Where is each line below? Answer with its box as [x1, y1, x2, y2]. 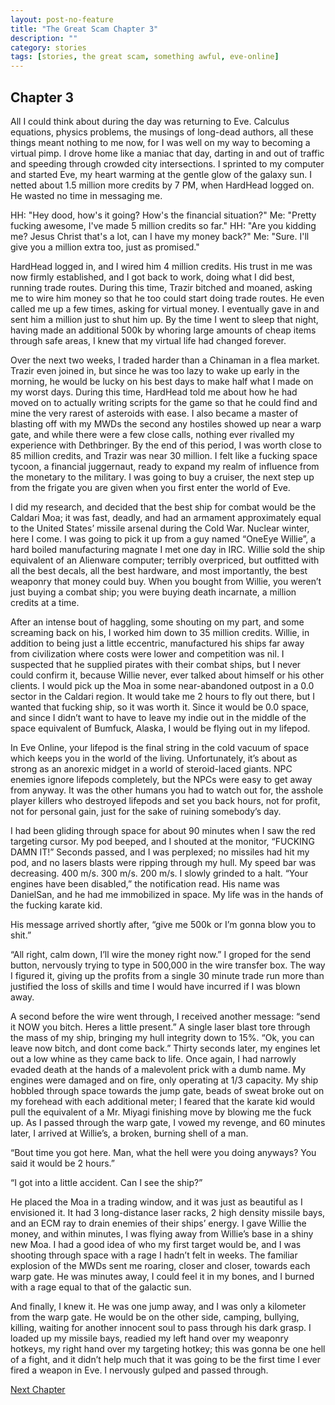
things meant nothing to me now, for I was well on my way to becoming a [10, 136, 311, 148]
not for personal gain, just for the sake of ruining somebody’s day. [10, 805, 282, 817]
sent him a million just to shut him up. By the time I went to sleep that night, [10, 313, 319, 325]
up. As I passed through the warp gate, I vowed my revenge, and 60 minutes [10, 1116, 326, 1128]
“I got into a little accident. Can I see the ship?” [10, 1176, 203, 1188]
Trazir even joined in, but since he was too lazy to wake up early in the [10, 364, 300, 376]
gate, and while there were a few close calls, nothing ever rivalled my [10, 428, 295, 440]
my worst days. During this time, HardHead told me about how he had [10, 386, 298, 398]
